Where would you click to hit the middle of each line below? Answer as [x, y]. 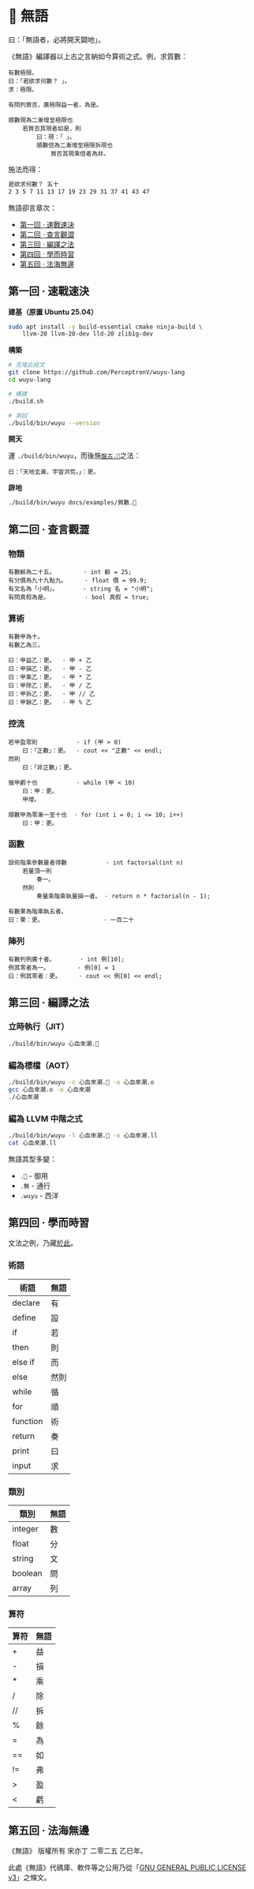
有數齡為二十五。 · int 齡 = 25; [70, 572]
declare [26, 1302]
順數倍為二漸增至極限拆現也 [75, 145]
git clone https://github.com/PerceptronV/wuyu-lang [97, 373]
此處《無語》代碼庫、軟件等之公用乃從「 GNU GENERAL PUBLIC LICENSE [127, 1868]
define [24, 1317]
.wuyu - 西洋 [39, 1195]
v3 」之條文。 [30, 1878]
